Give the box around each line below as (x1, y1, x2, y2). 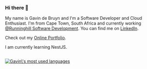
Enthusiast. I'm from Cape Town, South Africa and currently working (5, 20, 142, 26)
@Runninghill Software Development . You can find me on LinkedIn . (5, 26, 139, 31)
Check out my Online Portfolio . (5, 35, 66, 41)
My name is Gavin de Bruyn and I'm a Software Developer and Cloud (5, 15, 142, 21)
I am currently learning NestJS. (5, 44, 67, 50)
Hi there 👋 (5, 4, 29, 11)
